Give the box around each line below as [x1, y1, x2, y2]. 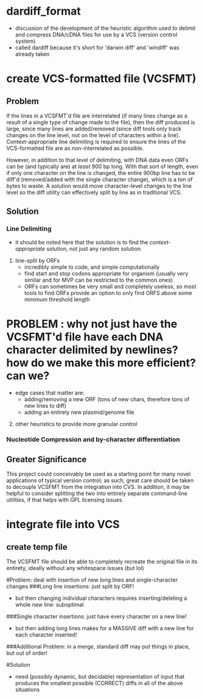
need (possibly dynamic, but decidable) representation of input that [15, 673, 185, 680]
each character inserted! [15, 631, 77, 638]
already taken [15, 50, 50, 57]
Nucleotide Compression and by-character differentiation [6, 435, 181, 444]
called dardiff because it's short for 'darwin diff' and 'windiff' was [15, 44, 180, 51]
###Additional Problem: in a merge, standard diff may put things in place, [6, 643, 190, 650]
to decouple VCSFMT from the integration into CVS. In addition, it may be [6, 483, 190, 491]
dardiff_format [6, 4, 81, 18]
